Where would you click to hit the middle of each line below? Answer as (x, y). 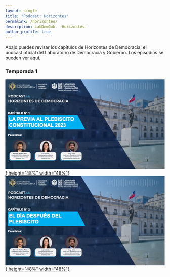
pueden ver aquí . (23, 58)
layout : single (21, 11)
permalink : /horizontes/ (31, 21)
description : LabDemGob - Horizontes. (46, 27)
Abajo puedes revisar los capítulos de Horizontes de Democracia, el (76, 47)
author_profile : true (28, 32)
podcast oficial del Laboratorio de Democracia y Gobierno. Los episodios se (84, 53)
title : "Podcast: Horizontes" (37, 16)
